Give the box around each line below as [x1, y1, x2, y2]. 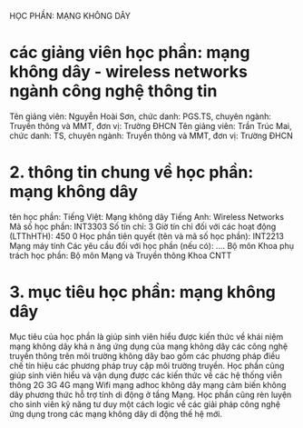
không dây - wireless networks [9, 62, 248, 83]
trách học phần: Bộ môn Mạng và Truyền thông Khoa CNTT [9, 250, 232, 261]
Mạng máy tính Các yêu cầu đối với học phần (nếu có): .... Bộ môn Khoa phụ [9, 240, 295, 251]
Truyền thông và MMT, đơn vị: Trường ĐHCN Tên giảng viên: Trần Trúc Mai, [9, 120, 292, 131]
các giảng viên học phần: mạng [9, 43, 250, 63]
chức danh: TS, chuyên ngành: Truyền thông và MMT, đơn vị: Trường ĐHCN [9, 130, 293, 141]
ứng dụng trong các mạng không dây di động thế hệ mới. [9, 408, 222, 419]
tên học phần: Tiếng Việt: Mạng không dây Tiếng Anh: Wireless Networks [9, 211, 284, 222]
